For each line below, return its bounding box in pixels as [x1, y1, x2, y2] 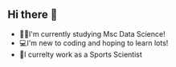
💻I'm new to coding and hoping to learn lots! [18, 37, 169, 48]
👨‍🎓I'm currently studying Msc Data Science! [18, 29, 166, 38]
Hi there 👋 [7, 8, 58, 22]
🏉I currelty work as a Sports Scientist [18, 49, 142, 59]
